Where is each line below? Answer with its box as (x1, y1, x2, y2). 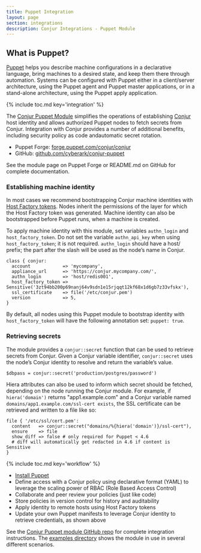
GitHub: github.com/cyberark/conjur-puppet (14, 150, 125, 157)
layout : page (6, 14, 39, 20)
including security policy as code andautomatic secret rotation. (6, 132, 162, 139)
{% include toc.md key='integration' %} (6, 101, 104, 108)
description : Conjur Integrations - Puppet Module (6, 25, 136, 32)
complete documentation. (6, 168, 70, 175)
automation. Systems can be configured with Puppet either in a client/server (6, 76, 195, 84)
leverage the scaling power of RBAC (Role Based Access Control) (14, 484, 177, 492)
